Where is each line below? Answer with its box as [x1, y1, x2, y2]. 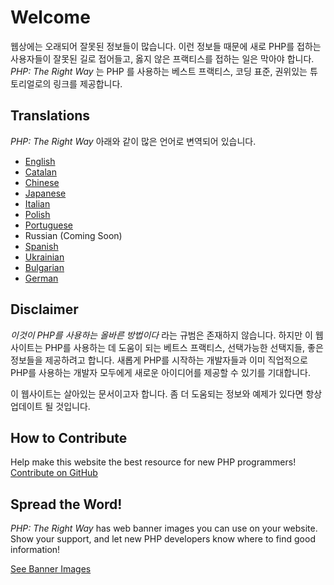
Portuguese [24, 219, 73, 231]
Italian [24, 197, 51, 210]
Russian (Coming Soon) [24, 229, 123, 241]
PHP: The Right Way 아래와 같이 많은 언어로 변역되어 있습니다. [10, 135, 257, 147]
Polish [24, 208, 51, 220]
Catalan [24, 166, 57, 178]
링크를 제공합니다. [53, 77, 123, 90]
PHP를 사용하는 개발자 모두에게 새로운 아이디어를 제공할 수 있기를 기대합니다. [10, 366, 311, 378]
